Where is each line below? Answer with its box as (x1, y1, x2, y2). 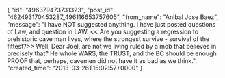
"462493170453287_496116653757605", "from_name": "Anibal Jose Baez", (7, 13, 219, 21)
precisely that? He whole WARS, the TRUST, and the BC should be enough (7, 49, 217, 57)
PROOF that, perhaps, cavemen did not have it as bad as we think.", (7, 57, 197, 64)
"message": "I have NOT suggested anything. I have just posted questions (7, 21, 216, 28)
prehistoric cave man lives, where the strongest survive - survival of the (7, 35, 210, 43)
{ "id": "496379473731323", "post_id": (7, 6, 115, 14)
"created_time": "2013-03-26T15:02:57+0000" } (7, 64, 143, 72)
